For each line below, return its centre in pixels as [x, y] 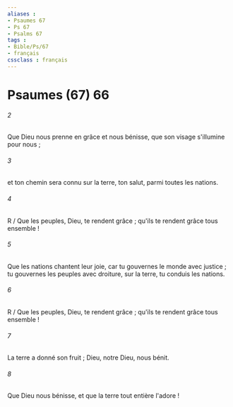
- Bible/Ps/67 [28, 47]
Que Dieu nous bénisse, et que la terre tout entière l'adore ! [94, 396]
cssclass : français [38, 60]
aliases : [22, 14]
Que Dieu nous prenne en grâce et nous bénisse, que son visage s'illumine [116, 137]
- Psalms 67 [25, 34]
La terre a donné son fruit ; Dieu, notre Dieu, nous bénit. [88, 357]
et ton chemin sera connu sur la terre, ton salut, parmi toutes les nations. [113, 183]
